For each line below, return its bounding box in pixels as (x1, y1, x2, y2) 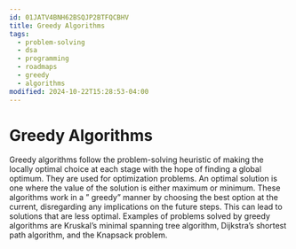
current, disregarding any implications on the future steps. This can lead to (9, 201, 283, 213)
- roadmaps (17, 63, 58, 72)
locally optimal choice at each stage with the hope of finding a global (9, 164, 262, 175)
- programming (17, 54, 69, 63)
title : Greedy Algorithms (9, 21, 105, 30)
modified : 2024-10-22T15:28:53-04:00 (9, 87, 149, 96)
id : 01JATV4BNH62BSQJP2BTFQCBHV (9, 12, 129, 22)
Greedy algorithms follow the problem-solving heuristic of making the (9, 154, 264, 165)
